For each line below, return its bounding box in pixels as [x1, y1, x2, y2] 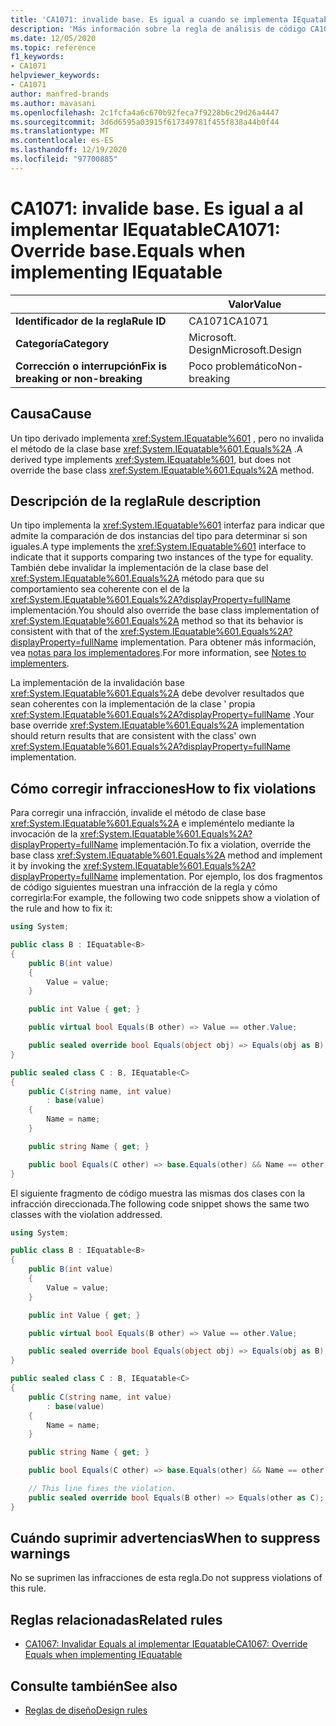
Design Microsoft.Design [188, 342, 303, 356]
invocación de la [10, 828, 78, 840]
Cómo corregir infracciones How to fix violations [10, 780, 317, 797]
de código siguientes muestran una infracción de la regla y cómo [10, 881, 278, 893]
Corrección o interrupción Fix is [15, 359, 168, 373]
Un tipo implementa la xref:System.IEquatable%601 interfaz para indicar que [10, 519, 325, 531]
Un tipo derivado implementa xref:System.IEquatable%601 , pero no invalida [10, 432, 325, 444]
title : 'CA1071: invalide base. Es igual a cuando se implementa [10, 14, 288, 25]
